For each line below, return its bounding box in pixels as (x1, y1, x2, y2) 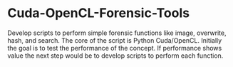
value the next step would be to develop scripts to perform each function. (7, 51, 224, 60)
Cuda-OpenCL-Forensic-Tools (7, 5, 190, 21)
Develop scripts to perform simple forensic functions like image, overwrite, (7, 29, 227, 37)
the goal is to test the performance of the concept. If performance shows (7, 43, 222, 52)
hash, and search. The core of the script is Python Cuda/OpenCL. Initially (7, 36, 222, 44)
